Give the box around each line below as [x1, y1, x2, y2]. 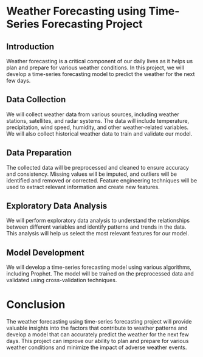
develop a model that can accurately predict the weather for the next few [6, 331, 190, 338]
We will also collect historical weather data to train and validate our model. [6, 130, 193, 137]
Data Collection [6, 94, 66, 105]
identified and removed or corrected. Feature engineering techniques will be [6, 176, 198, 184]
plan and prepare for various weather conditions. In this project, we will [6, 64, 184, 71]
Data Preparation [6, 148, 72, 158]
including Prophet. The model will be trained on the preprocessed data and [6, 270, 194, 277]
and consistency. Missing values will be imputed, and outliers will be [6, 170, 177, 178]
